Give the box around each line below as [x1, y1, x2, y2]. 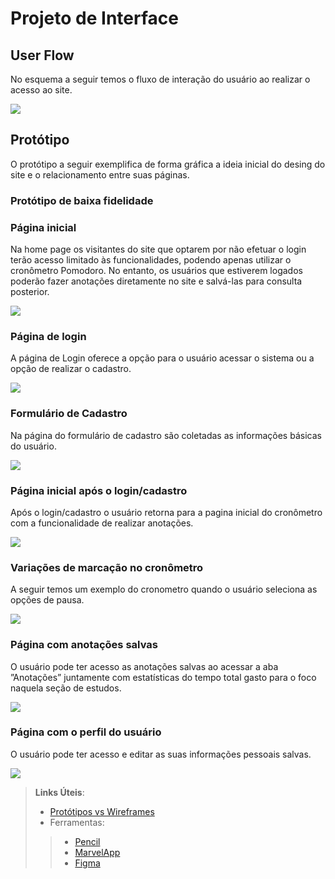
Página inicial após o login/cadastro [10, 483, 188, 497]
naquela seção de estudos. [10, 682, 122, 694]
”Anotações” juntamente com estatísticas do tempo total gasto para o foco [10, 671, 317, 683]
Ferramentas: [49, 816, 105, 828]
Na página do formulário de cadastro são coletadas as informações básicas [10, 429, 322, 441]
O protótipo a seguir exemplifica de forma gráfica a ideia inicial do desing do [10, 158, 326, 170]
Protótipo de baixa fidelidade [10, 193, 154, 207]
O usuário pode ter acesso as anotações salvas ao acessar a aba [10, 660, 279, 672]
